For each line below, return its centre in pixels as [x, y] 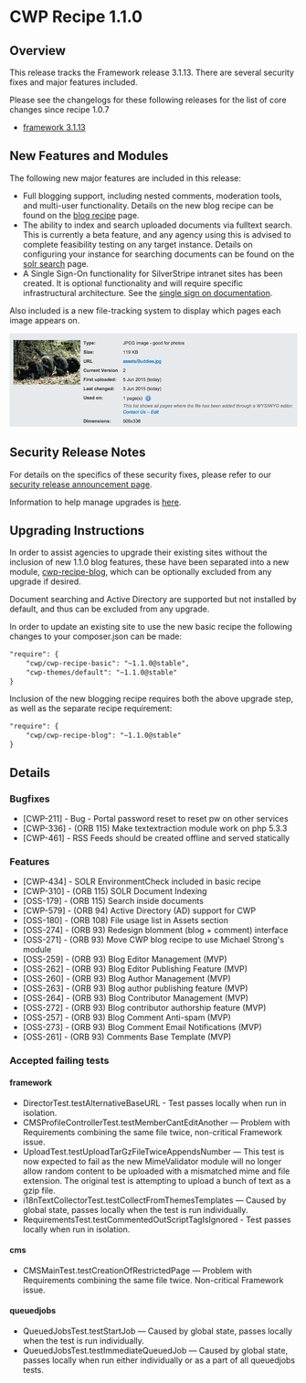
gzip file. [39, 1190]
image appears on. [45, 320]
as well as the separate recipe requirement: [91, 708]
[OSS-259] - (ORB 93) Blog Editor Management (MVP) [125, 959]
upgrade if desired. [46, 581]
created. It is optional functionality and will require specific [133, 283]
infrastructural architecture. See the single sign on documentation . [148, 293]
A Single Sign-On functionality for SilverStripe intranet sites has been [153, 273]
